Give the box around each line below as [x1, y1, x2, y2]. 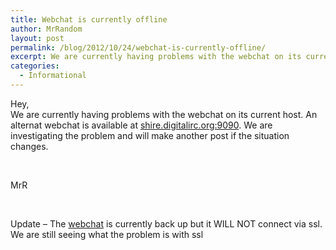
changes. [10, 140, 49, 152]
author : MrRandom [10, 24, 83, 34]
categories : [10, 61, 60, 71]
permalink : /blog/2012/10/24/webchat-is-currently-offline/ [10, 42, 267, 53]
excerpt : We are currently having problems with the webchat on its [10, 52, 302, 62]
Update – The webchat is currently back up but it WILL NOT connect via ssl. [10, 217, 323, 230]
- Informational [19, 71, 87, 81]
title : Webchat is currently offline [10, 14, 168, 25]
